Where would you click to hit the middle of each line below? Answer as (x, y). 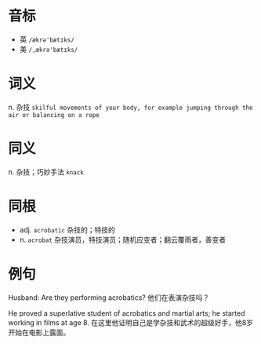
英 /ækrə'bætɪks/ (47, 39)
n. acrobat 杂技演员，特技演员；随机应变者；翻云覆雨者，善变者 (123, 240)
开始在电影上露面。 (39, 332)
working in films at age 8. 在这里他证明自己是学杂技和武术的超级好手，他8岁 (131, 322)
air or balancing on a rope (54, 115)
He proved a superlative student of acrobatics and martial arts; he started (127, 313)
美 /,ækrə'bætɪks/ (49, 49)
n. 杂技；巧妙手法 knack (46, 172)
